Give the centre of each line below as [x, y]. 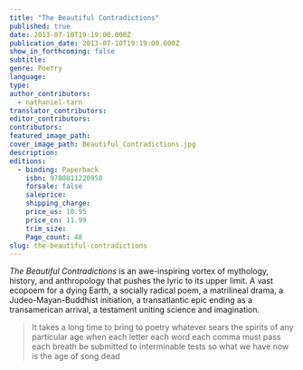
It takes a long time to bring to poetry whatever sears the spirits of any [162, 327]
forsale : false [54, 187]
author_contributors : [50, 93]
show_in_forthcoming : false [62, 52]
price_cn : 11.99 [57, 220]
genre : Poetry [36, 69]
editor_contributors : [50, 119]
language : [28, 77]
